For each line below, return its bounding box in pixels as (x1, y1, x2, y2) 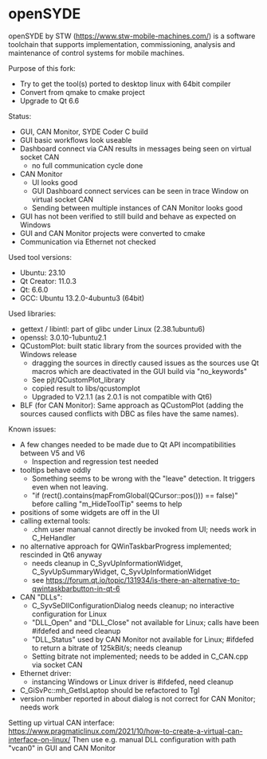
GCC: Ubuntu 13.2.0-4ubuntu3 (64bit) (19, 293, 145, 303)
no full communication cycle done (31, 160, 143, 170)
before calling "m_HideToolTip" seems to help (31, 499, 183, 509)
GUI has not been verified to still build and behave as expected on (19, 211, 237, 221)
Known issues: (8, 424, 57, 434)
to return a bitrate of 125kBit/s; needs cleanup (31, 643, 183, 652)
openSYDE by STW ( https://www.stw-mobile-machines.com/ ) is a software (8, 31, 256, 41)
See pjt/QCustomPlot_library (31, 375, 126, 384)
